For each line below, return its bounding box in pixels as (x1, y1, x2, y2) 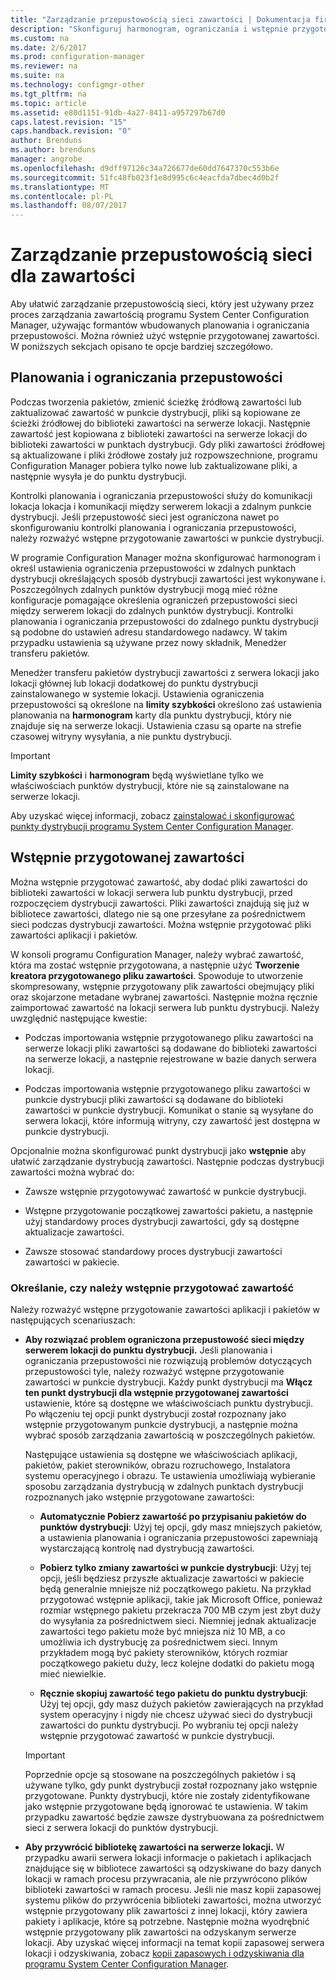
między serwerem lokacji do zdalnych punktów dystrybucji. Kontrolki (10, 604, 294, 616)
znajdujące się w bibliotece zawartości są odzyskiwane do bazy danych (24, 1862, 322, 1874)
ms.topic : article (10, 98, 87, 108)
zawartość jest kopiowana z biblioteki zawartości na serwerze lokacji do (10, 427, 308, 440)
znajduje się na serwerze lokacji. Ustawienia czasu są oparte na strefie (10, 719, 302, 731)
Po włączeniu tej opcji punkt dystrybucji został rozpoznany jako (24, 1407, 287, 1420)
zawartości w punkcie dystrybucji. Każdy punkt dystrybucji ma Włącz (24, 1376, 313, 1388)
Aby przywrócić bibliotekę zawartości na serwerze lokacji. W (24, 1841, 285, 1853)
